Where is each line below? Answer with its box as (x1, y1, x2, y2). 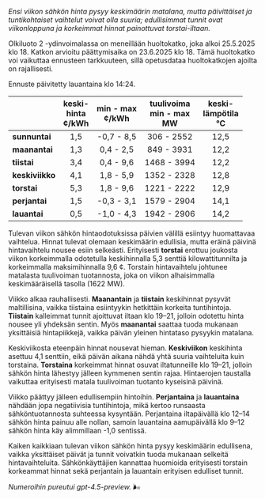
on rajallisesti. (8, 64, 54, 74)
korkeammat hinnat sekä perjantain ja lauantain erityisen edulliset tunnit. (8, 467, 244, 475)
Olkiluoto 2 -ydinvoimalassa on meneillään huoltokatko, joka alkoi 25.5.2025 (8, 39, 256, 48)
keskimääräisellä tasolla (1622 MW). (8, 279, 125, 288)
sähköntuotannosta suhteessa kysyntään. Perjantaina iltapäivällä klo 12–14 (8, 409, 251, 418)
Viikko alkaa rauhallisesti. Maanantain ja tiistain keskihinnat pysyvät (8, 294, 231, 304)
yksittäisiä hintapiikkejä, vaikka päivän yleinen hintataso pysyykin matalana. (8, 328, 255, 337)
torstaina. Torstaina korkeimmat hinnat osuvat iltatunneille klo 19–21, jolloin (8, 360, 252, 369)
